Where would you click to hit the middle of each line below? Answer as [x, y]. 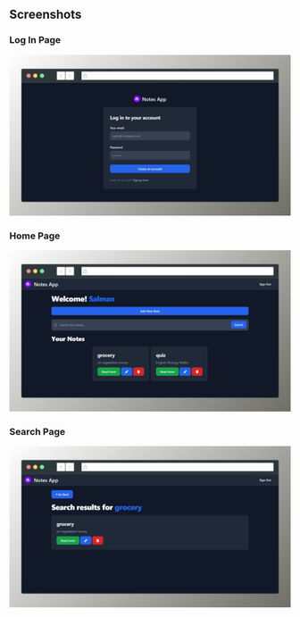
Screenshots [46, 15]
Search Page [37, 431]
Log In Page [35, 40]
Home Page [35, 236]
